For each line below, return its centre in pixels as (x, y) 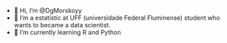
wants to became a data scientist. (62, 25)
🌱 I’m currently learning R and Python (67, 32)
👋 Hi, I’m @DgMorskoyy (48, 11)
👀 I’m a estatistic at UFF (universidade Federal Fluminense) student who (117, 18)
